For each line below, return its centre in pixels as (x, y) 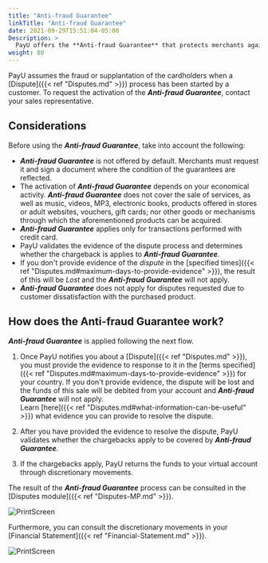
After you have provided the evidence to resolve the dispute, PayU (129, 431)
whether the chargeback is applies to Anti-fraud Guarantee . (120, 254)
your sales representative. (51, 101)
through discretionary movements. (77, 472)
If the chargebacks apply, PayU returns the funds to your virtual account (138, 463)
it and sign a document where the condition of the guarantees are (128, 169)
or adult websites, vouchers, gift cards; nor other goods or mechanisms (138, 212)
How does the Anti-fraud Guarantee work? (116, 321)
